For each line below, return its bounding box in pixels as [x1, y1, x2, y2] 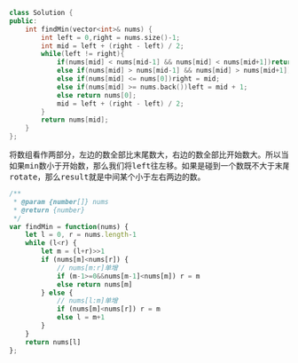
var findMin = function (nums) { [9, 222, 129, 231]
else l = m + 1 [56, 313, 105, 322]
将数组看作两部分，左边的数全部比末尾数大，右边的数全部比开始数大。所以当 [9, 150, 289, 160]
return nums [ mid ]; [41, 115, 109, 124]
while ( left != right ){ [41, 50, 125, 59]
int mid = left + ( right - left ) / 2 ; [41, 41, 184, 51]
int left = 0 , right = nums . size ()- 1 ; [41, 33, 180, 42]
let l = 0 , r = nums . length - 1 [25, 231, 137, 240]
